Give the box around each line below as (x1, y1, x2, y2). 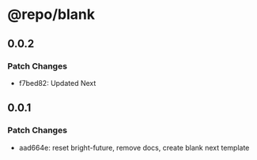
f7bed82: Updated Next (18, 78, 96, 87)
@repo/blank (7, 6, 96, 24)
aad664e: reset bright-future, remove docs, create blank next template (18, 143, 250, 152)
